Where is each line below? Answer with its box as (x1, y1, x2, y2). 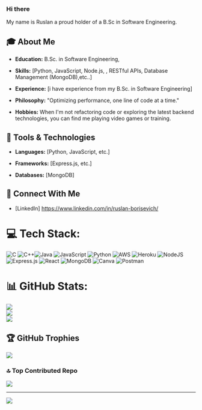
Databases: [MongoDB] (14, 171, 75, 178)
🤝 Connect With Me (6, 188, 81, 199)
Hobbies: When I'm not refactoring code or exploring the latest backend (14, 109, 194, 116)
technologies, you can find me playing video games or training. (14, 115, 171, 122)
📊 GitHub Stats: (6, 279, 88, 293)
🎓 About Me (6, 37, 55, 47)
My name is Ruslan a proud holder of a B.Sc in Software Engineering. (6, 19, 177, 26)
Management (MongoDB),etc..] (14, 74, 92, 81)
